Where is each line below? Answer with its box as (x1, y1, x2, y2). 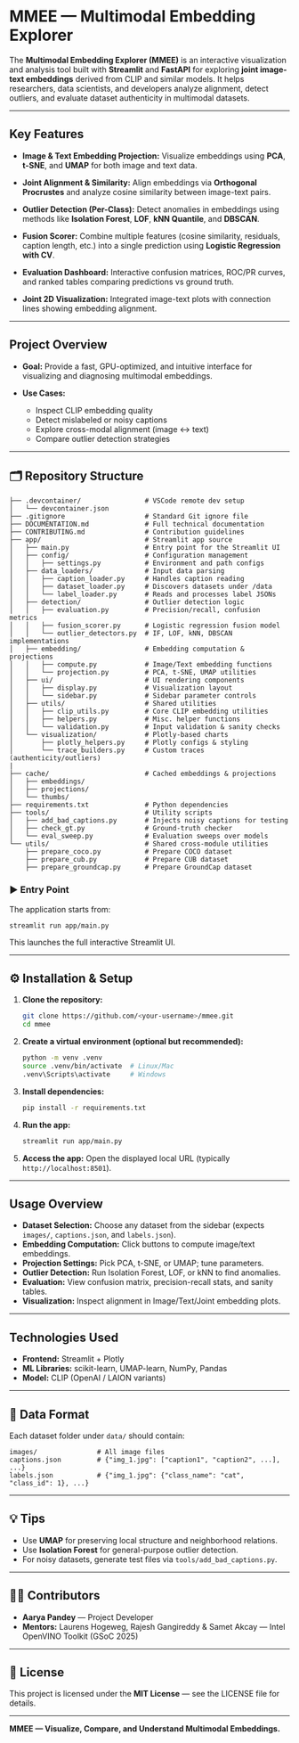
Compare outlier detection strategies (35, 433, 171, 444)
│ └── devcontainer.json (9, 504, 109, 513)
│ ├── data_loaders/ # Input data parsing (9, 567, 225, 576)
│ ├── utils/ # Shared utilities (9, 700, 217, 708)
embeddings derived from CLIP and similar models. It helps (25, 73, 245, 84)
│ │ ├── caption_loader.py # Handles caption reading (9, 575, 245, 584)
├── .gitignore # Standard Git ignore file (9, 512, 249, 521)
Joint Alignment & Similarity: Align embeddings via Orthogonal (21, 176, 258, 188)
